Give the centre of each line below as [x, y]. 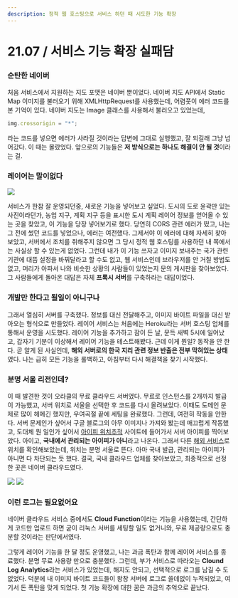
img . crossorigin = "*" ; [43, 124]
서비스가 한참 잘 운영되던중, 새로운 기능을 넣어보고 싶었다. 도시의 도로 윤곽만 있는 [119, 206]
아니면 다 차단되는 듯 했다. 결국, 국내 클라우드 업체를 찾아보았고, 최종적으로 [110, 458]
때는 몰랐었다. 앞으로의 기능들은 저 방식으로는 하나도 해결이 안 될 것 [127, 147]
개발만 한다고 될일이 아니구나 [54, 298]
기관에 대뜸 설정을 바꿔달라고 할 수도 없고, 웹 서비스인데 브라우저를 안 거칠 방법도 [119, 260]
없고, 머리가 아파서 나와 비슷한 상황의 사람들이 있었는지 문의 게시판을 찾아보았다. [118, 268]
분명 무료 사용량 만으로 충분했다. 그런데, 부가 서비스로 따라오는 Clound [126, 561]
